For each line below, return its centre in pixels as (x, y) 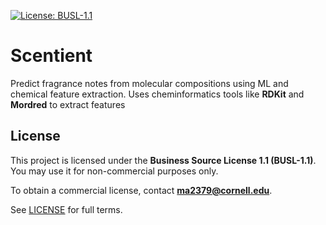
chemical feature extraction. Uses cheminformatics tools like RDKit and (157, 94)
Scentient (51, 56)
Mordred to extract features (68, 104)
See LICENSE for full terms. (66, 209)
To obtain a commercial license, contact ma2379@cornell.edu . (141, 190)
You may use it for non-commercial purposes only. (114, 171)
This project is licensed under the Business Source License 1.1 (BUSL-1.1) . (163, 160)
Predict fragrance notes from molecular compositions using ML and (149, 83)
